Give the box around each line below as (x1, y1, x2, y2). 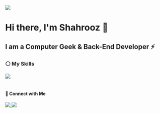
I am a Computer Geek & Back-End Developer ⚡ (5, 42, 155, 51)
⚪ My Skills (5, 60, 35, 67)
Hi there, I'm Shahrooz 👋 (5, 22, 108, 33)
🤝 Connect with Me (5, 90, 46, 97)
